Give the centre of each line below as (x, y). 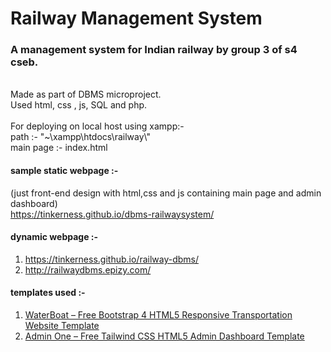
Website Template (62, 326)
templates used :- (48, 293)
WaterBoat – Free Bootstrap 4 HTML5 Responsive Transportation (158, 315)
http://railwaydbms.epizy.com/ (88, 269)
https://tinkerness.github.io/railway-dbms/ (112, 259)
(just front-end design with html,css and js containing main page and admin (166, 193)
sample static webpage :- (64, 171)
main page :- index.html (59, 148)
